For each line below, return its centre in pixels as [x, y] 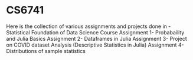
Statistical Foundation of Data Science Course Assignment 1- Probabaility [95, 32]
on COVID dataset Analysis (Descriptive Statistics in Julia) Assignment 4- [95, 45]
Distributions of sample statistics [46, 51]
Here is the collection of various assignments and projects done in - [89, 26]
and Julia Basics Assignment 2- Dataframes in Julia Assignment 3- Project [97, 38]
